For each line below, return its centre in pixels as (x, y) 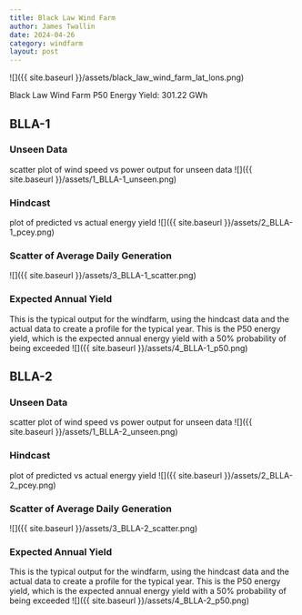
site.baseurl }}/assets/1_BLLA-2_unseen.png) (94, 432)
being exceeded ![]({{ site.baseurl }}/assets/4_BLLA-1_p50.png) (129, 348)
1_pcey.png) (32, 232)
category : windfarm (46, 43)
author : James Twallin (52, 26)
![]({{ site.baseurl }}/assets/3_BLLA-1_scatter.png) (103, 276)
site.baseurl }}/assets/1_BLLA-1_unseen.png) (93, 179)
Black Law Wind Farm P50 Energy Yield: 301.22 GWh (109, 96)
